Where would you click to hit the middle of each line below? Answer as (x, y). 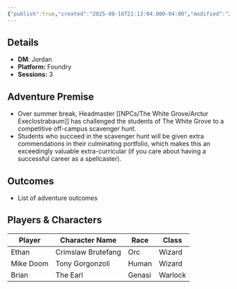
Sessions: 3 (35, 74)
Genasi (140, 275)
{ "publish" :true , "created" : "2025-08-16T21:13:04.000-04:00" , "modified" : (116, 14)
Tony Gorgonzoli (83, 264)
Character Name (88, 240)
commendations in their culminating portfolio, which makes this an (114, 144)
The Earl (69, 275)
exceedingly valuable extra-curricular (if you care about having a (112, 151)
